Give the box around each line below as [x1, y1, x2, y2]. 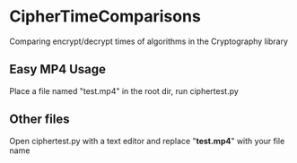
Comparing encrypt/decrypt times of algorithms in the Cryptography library [9, 36, 289, 47]
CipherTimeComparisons [9, 6, 202, 27]
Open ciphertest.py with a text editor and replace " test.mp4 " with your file [9, 135, 285, 146]
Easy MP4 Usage [9, 62, 106, 77]
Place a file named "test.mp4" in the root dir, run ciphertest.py [9, 85, 240, 96]
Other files [9, 112, 70, 127]
